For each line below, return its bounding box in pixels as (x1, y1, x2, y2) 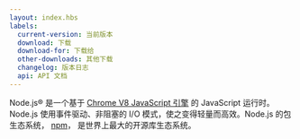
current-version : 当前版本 (17, 30, 114, 39)
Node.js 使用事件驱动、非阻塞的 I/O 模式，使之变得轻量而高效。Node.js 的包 (9, 109, 292, 119)
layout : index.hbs (9, 13, 78, 22)
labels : (9, 22, 39, 30)
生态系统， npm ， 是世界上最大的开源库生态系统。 (9, 119, 196, 130)
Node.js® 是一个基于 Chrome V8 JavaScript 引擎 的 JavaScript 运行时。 (9, 97, 275, 108)
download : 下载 (17, 38, 72, 48)
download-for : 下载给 (17, 47, 95, 56)
